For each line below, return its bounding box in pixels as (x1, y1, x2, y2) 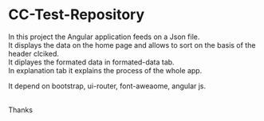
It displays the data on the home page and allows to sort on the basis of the (8, 40, 256, 49)
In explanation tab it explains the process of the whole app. (8, 65, 203, 75)
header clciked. (8, 49, 60, 58)
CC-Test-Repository (8, 6, 145, 24)
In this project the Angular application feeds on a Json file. (8, 32, 200, 41)
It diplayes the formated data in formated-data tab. (8, 57, 175, 67)
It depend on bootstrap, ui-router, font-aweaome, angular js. (8, 81, 207, 91)
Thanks (8, 105, 33, 115)
